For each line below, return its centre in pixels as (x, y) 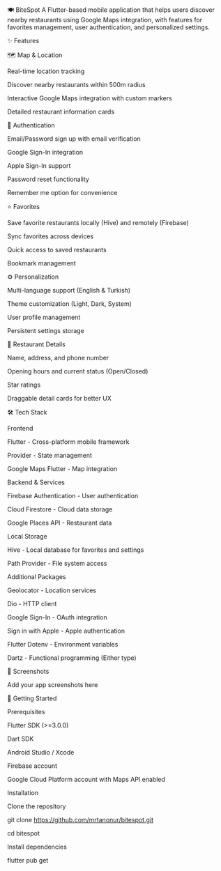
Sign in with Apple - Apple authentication (66, 631)
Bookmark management (42, 263)
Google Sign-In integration (45, 152)
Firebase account (32, 766)
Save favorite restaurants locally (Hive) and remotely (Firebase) (98, 223)
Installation (23, 793)
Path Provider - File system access (57, 563)
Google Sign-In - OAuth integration (57, 617)
